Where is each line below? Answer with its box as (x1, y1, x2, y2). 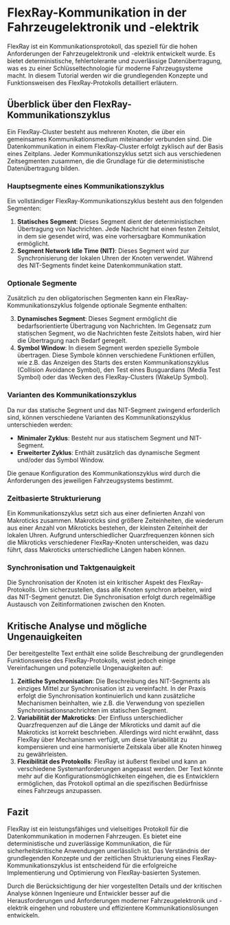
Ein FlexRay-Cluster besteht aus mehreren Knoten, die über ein (7, 127, 185, 135)
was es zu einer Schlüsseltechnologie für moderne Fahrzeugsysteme (7, 64, 203, 72)
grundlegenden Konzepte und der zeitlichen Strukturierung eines (7, 854, 191, 862)
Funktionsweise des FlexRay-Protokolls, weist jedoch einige (7, 656, 176, 665)
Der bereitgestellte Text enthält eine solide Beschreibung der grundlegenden (7, 649, 224, 658)
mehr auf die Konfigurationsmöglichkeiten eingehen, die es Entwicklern (16, 772, 220, 781)
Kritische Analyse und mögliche (7, 620, 148, 632)
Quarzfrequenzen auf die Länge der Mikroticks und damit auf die (16, 721, 201, 729)
